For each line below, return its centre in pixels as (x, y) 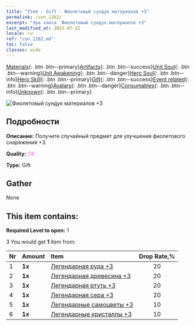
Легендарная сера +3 (82, 295)
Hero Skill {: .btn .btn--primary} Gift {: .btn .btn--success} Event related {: (103, 79)
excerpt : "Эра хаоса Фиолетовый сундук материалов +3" (76, 22)
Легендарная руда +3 (82, 266)
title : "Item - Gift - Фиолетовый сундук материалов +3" (78, 11)
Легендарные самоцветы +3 (92, 305)
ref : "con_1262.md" (30, 39)
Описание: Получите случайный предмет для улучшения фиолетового (96, 136)
